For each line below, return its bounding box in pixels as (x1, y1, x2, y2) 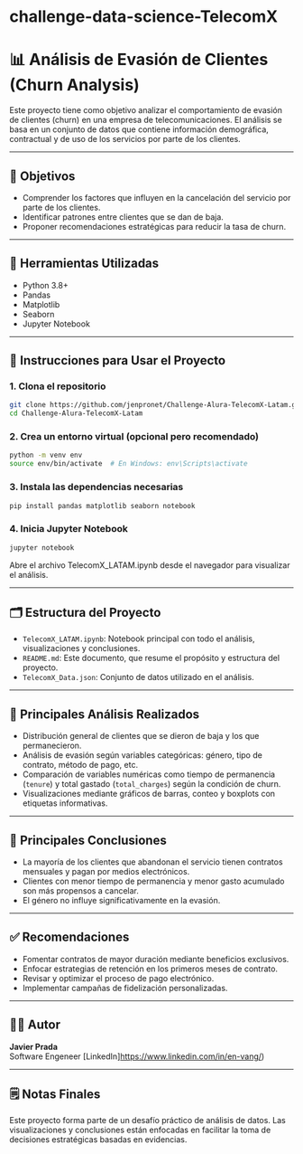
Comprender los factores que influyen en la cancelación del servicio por (22, 192, 291, 203)
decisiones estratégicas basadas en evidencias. (9, 1134, 188, 1145)
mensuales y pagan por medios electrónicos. (22, 866, 190, 877)
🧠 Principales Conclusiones (9, 832, 167, 847)
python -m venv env (9, 450, 83, 460)
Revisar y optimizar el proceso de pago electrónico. (22, 972, 215, 983)
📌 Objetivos (9, 168, 76, 184)
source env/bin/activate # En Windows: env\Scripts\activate (9, 459, 248, 468)
